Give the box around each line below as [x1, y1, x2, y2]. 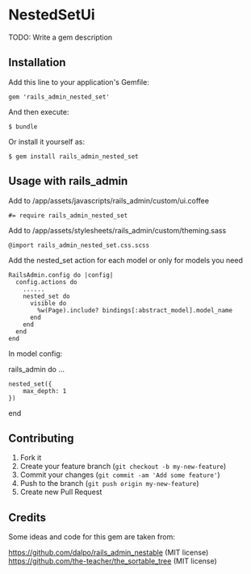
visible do [29, 299, 67, 308]
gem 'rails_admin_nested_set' [8, 93, 111, 101]
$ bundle [8, 123, 38, 131]
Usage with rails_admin [8, 174, 128, 188]
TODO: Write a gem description [8, 32, 113, 42]
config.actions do [15, 278, 78, 286]
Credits [8, 510, 47, 524]
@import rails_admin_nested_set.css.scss [8, 241, 150, 249]
